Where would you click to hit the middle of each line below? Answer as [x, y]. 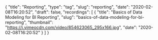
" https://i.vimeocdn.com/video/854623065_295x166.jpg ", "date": [71, 27]
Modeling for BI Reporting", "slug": [40, 17]
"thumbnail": [40, 22]
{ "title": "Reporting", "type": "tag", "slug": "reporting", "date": [67, 7]
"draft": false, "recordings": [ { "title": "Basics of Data [89, 12]
